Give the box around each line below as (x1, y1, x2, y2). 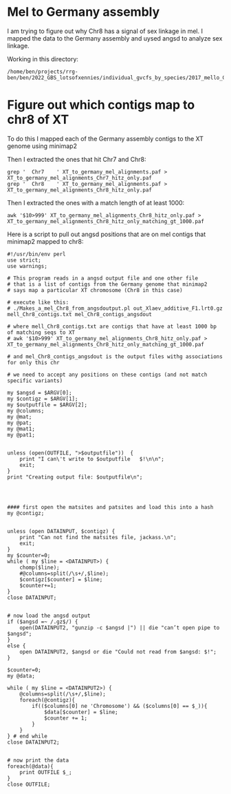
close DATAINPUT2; (7, 738, 60, 746)
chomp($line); (19, 564, 60, 571)
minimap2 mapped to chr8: (7, 237, 84, 245)
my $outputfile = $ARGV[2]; (7, 401, 88, 408)
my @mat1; (7, 425, 36, 432)
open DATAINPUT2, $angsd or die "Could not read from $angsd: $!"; (19, 648, 217, 655)
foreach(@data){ (7, 762, 54, 770)
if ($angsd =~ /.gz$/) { (7, 618, 78, 625)
